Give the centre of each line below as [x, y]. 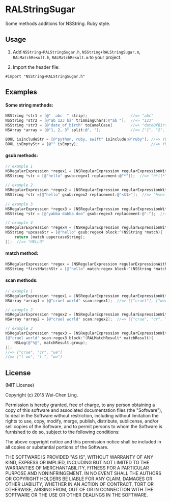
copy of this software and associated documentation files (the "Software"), [84, 410]
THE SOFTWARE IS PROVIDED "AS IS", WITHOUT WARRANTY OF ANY [79, 457]
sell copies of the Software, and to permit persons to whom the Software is [84, 427]
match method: [22, 253]
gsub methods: [22, 155]
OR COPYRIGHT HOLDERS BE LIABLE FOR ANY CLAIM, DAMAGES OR [79, 479]
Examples [21, 92]
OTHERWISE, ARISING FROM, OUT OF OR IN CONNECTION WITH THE [79, 490]
